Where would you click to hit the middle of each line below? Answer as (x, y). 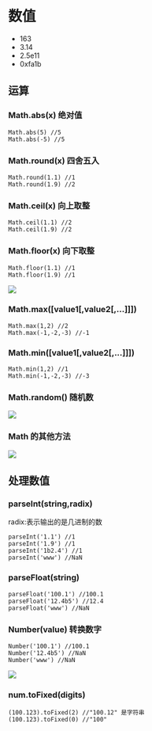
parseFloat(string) (44, 577)
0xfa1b (30, 63)
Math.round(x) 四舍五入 (54, 161)
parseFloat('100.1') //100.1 (56, 594)
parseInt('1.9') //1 (42, 544)
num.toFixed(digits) (47, 695)
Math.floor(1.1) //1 (42, 268)
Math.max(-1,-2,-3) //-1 (49, 333)
